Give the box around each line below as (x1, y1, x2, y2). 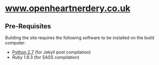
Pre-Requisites (5, 22, 51, 30)
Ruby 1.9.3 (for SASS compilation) (12, 54, 80, 60)
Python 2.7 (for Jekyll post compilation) (12, 49, 91, 55)
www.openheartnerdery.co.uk (5, 3, 131, 14)
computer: (5, 40, 26, 46)
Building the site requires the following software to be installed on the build (5, 35, 154, 40)
